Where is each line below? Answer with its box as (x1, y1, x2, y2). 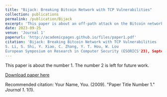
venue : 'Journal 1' (5, 30, 46, 35)
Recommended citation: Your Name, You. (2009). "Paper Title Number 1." (5, 81, 155, 87)
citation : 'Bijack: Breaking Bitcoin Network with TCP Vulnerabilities (5, 40, 157, 45)
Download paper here (5, 72, 50, 78)
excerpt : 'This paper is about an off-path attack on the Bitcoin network (5, 21, 164, 26)
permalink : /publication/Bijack (5, 16, 72, 21)
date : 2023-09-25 (5, 26, 41, 31)
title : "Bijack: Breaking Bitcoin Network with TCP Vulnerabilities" (5, 7, 153, 12)
